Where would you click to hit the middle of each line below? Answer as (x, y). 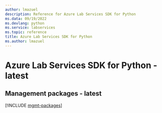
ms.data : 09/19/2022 (26, 19)
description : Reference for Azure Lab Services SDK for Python (71, 14)
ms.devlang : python (25, 23)
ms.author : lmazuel (25, 41)
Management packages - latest (54, 94)
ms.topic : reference (26, 32)
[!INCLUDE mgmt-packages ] (34, 105)
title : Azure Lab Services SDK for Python (49, 37)
